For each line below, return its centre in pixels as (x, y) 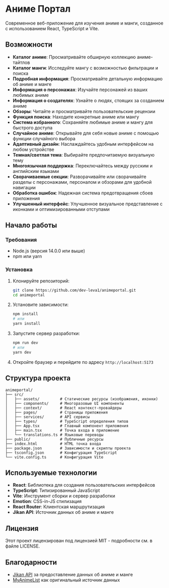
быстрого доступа (32, 127)
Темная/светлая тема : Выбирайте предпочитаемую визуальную (83, 155)
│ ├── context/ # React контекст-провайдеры (64, 408)
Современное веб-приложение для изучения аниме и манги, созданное (84, 23)
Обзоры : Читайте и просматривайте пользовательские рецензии (84, 111)
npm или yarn (27, 256)
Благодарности (31, 562)
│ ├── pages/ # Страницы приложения (57, 412)
